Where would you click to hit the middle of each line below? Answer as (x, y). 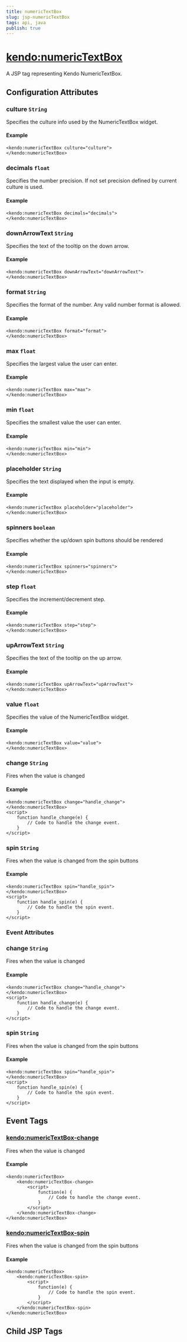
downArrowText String (40, 233)
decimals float (28, 168)
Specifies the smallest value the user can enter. (64, 422)
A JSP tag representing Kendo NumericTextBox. (64, 74)
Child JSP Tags (35, 1331)
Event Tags (27, 1121)
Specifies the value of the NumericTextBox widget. (68, 717)
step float (21, 587)
